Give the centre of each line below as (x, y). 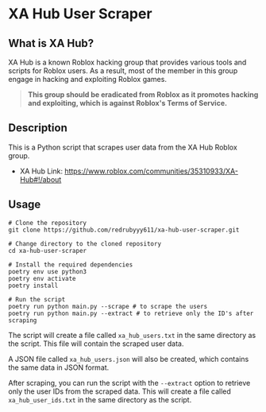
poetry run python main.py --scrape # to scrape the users (108, 306)
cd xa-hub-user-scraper (48, 251)
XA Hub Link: (41, 171)
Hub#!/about (40, 179)
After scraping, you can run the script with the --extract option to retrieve (129, 383)
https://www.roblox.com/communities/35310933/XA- (151, 171)
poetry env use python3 (48, 271)
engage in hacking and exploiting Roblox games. (87, 79)
